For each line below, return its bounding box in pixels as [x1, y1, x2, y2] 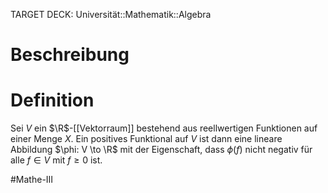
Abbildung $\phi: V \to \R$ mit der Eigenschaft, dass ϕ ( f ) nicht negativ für [10, 144, 313, 156]
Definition [10, 89, 95, 112]
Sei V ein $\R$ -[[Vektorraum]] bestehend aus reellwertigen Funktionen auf [10, 122, 318, 134]
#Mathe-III [10, 174, 54, 186]
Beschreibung [10, 44, 130, 66]
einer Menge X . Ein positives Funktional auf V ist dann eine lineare [10, 133, 283, 145]
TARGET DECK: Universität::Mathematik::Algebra [10, 9, 212, 20]
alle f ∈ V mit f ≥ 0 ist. [10, 154, 103, 166]
